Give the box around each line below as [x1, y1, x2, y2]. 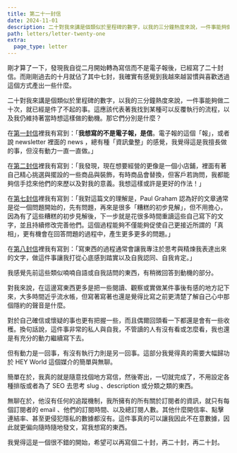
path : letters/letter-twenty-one [7, 30, 106, 37]
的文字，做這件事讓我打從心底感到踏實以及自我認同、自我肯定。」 [7, 254, 196, 261]
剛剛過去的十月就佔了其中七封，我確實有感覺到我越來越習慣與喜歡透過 [25, 72, 230, 81]
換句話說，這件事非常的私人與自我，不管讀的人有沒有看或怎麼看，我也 [19, 325, 224, 333]
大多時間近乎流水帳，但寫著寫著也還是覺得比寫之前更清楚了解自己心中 [19, 293, 224, 300]
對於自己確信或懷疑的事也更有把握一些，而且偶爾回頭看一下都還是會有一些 [7, 316, 224, 324]
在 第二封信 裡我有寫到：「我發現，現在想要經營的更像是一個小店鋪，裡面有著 [7, 162, 227, 170]
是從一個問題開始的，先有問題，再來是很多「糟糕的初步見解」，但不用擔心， [7, 203, 227, 211]
